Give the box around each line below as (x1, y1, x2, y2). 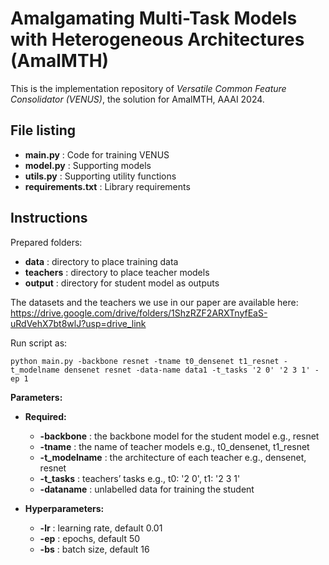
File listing (10, 122, 77, 139)
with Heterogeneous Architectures (10, 28, 305, 51)
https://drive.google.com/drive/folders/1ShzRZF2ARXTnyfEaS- (10, 307, 268, 319)
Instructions (10, 210, 88, 227)
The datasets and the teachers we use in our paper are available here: (10, 296, 299, 308)
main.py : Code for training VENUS (24, 148, 170, 161)
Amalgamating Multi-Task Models (10, 7, 298, 30)
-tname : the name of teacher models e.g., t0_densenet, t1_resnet (39, 440, 310, 452)
